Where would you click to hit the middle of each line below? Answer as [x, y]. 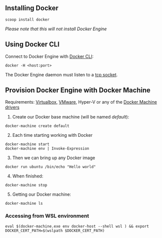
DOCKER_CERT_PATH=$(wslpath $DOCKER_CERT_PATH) [55, 231]
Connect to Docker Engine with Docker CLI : [49, 56]
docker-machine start [27, 144]
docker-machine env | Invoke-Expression [47, 149]
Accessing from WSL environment [47, 216]
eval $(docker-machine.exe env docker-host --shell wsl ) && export [77, 226]
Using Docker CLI [32, 44]
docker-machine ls [24, 204]
